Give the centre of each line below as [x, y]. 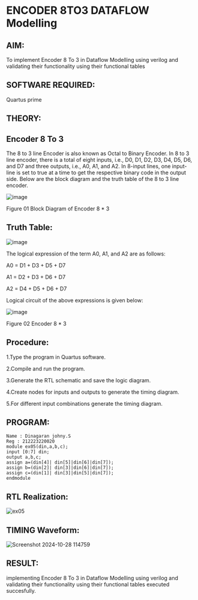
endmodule [19, 479]
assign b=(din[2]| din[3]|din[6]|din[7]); [60, 468]
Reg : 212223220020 [31, 442]
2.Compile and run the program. [46, 369]
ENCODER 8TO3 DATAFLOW [78, 11]
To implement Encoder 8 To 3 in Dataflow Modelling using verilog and [92, 60]
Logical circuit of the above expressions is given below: [75, 300]
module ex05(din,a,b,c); [37, 447]
